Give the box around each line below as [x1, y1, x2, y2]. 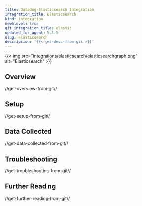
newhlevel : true [5, 21, 39, 26]
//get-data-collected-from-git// [5, 140, 68, 146]
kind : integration [5, 16, 43, 21]
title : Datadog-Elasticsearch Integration [5, 7, 94, 12]
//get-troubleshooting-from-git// [5, 168, 71, 173]
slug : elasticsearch [5, 35, 48, 40]
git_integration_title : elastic [5, 26, 72, 31]
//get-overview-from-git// [5, 85, 57, 91]
